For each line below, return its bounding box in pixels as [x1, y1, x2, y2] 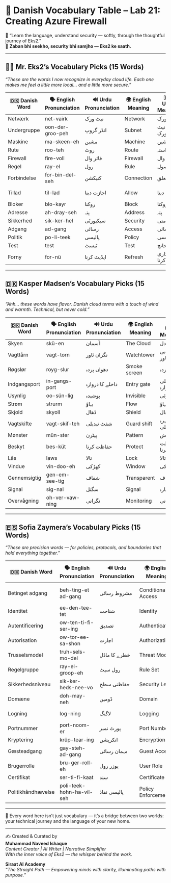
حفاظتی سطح [99, 681, 130, 688]
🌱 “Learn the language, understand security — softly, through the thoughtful [5, 32, 165, 38]
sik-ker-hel [45, 217, 73, 224]
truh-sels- [59, 648, 85, 656]
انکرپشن [99, 736, 118, 743]
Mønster [8, 431, 28, 438]
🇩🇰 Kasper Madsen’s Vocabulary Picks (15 [5, 279, 145, 288]
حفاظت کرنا [85, 443, 112, 450]
